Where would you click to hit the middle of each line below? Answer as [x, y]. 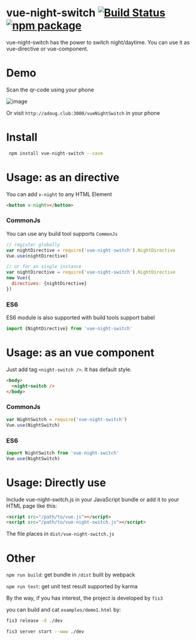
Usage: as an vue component [80, 353]
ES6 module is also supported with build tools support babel [81, 318]
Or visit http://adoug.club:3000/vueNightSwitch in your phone [83, 113]
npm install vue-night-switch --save [56, 153]
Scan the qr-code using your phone [50, 90]
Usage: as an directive [63, 177]
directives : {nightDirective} [49, 284]
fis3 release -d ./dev [34, 621]
